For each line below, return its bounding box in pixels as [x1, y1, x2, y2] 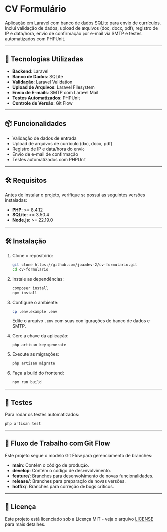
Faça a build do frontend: [12, 370, 64, 376]
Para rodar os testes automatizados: [5, 412, 80, 417]
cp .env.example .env [12, 309, 57, 314]
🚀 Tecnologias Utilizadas [5, 55, 83, 63]
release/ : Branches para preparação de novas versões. [12, 478, 126, 484]
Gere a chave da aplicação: [12, 332, 69, 339]
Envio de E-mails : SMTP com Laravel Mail [12, 89, 98, 95]
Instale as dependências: [12, 276, 64, 282]
